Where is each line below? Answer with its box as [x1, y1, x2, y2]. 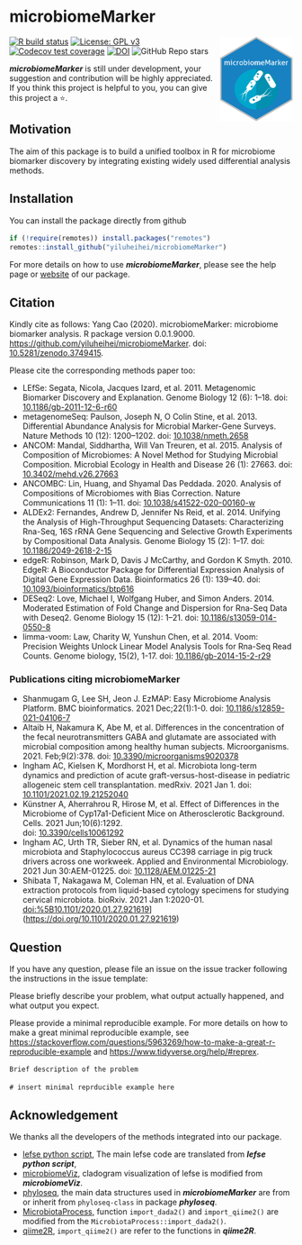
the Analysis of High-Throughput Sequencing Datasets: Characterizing [22, 516, 285, 528]
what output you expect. [9, 1000, 100, 1011]
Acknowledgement [9, 1107, 119, 1122]
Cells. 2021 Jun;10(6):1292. [22, 818, 123, 829]
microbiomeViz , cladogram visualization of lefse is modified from [22, 1168, 263, 1179]
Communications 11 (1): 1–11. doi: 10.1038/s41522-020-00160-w [22, 497, 256, 508]
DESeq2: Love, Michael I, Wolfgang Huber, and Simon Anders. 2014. [22, 593, 275, 604]
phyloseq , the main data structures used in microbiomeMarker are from [22, 1187, 290, 1198]
